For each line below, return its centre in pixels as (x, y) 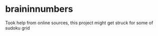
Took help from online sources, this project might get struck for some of (79, 23)
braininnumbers (39, 9)
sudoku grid (17, 28)
